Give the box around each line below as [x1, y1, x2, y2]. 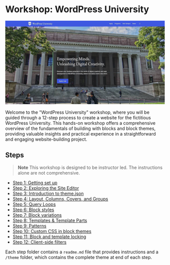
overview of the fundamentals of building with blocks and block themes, [5, 125, 156, 131]
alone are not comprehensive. [17, 170, 80, 176]
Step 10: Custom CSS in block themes [12, 228, 92, 234]
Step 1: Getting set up [12, 179, 58, 186]
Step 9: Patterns [12, 222, 47, 229]
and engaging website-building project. [5, 136, 88, 142]
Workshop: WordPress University [5, 4, 149, 15]
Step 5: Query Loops [12, 201, 56, 207]
